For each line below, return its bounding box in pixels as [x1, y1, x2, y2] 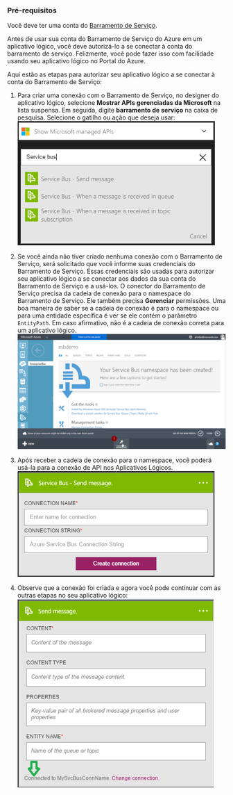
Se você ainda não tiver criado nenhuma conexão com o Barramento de [17, 252, 223, 261]
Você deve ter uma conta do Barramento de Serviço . [7, 22, 157, 30]
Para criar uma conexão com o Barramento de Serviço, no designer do [17, 91, 220, 99]
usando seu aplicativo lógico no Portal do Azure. [7, 57, 146, 65]
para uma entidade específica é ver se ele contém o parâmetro [17, 311, 198, 320]
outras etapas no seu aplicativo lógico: [17, 591, 128, 600]
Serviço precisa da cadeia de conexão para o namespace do [17, 289, 191, 297]
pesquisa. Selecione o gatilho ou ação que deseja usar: [17, 113, 175, 122]
